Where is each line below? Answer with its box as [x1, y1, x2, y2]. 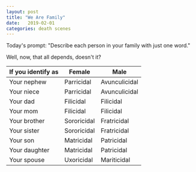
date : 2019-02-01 [6, 20, 55, 26]
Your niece [9, 87, 40, 96]
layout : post [6, 8, 39, 15]
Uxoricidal [64, 156, 93, 164]
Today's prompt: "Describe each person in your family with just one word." [6, 42, 191, 49]
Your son [9, 136, 35, 144]
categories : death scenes [6, 25, 71, 32]
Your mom [9, 107, 38, 116]
